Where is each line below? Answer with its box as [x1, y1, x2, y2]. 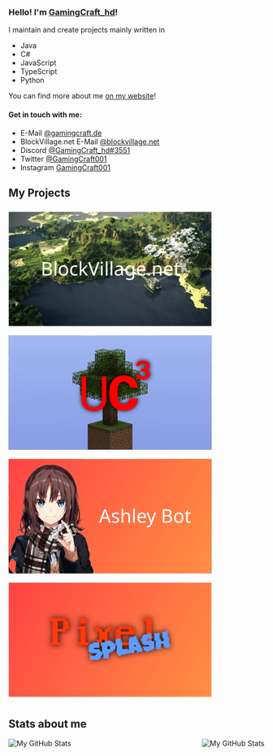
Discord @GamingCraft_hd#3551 [19, 145, 131, 155]
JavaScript [19, 58, 57, 68]
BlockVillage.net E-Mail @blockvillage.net [19, 137, 160, 146]
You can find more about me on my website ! [8, 91, 157, 101]
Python [19, 76, 45, 85]
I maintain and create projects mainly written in [8, 25, 165, 35]
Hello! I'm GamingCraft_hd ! [8, 7, 119, 18]
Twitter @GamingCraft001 [19, 154, 107, 164]
